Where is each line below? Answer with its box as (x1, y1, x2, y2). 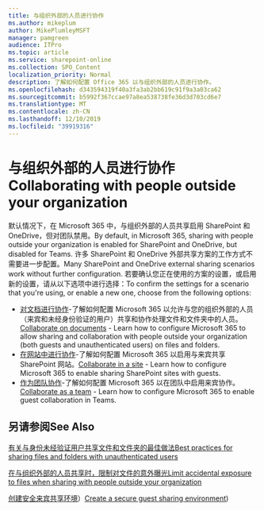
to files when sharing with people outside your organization (8, 477, 202, 486)
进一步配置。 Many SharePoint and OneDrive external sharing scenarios (21, 259, 255, 269)
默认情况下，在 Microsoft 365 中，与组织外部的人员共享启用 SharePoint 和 (8, 220, 251, 230)
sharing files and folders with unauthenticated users (8, 451, 178, 461)
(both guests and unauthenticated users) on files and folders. (19, 339, 220, 350)
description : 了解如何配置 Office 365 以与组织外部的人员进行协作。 (8, 78, 216, 86)
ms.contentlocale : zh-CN (8, 108, 90, 116)
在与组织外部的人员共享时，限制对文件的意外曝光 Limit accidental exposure (8, 468, 252, 478)
